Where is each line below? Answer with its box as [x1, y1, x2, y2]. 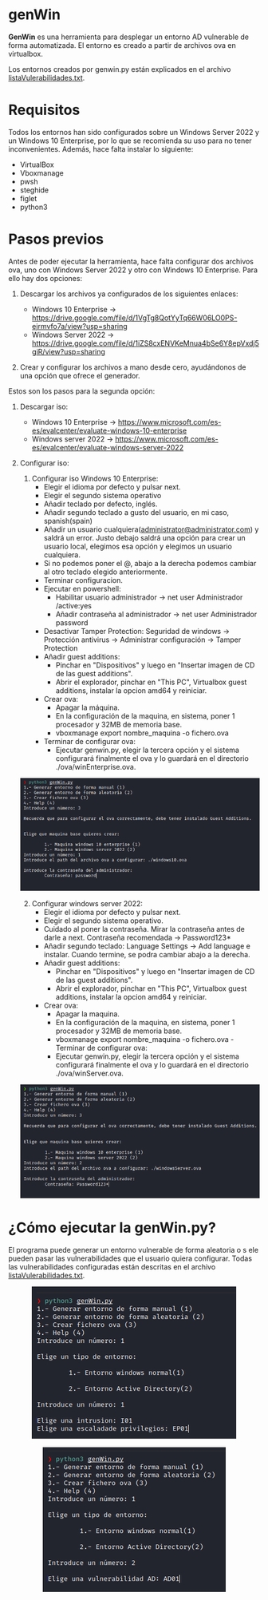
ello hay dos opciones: [8, 273, 82, 283]
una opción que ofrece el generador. [19, 370, 141, 380]
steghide [19, 185, 49, 195]
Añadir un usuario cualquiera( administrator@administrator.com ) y [43, 525, 259, 534]
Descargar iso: [19, 402, 69, 411]
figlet [19, 193, 37, 203]
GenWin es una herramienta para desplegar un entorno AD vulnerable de [8, 32, 250, 42]
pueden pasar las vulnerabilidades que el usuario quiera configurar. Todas [8, 1253, 253, 1263]
